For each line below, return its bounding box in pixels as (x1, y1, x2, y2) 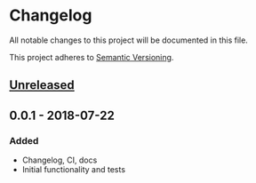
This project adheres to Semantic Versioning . (9, 52, 174, 62)
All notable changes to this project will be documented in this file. (9, 35, 249, 45)
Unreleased (9, 77, 76, 93)
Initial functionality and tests (21, 164, 126, 175)
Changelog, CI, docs (21, 155, 98, 165)
